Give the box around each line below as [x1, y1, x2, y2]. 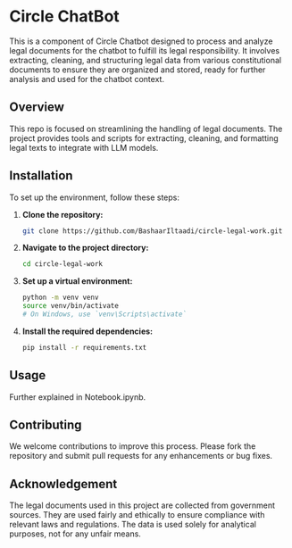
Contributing [9, 418, 82, 433]
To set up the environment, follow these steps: [9, 192, 180, 203]
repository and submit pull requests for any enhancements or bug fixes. [9, 451, 273, 461]
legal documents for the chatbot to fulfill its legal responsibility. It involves [9, 45, 279, 55]
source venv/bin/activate [21, 302, 119, 311]
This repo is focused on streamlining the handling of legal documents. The [9, 123, 283, 134]
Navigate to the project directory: [21, 243, 149, 253]
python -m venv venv [21, 293, 99, 303]
